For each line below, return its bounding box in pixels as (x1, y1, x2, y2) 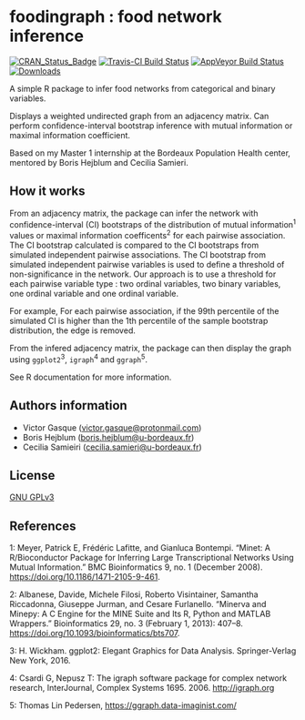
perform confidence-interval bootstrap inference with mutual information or (9, 120, 293, 131)
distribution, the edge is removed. (9, 325, 137, 336)
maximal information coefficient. (9, 129, 130, 140)
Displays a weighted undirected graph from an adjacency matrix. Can (9, 110, 269, 121)
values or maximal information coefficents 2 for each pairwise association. (9, 228, 286, 241)
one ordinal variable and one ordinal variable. (9, 289, 179, 299)
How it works (9, 184, 86, 199)
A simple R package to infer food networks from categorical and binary (9, 83, 276, 94)
